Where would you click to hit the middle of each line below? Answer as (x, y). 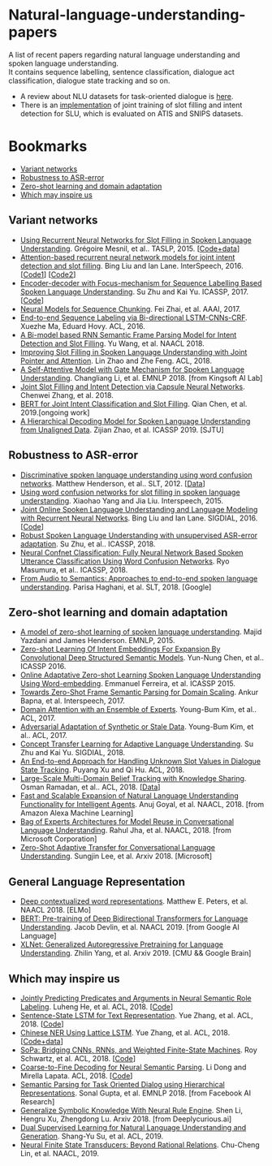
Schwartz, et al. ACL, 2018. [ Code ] (78, 1058)
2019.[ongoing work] (55, 412)
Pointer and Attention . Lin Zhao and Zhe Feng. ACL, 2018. (116, 361)
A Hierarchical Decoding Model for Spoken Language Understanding (135, 421)
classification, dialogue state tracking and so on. (89, 80)
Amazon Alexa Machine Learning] (77, 813)
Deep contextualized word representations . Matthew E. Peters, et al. (134, 901)
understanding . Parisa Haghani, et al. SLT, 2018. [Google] (116, 587)
